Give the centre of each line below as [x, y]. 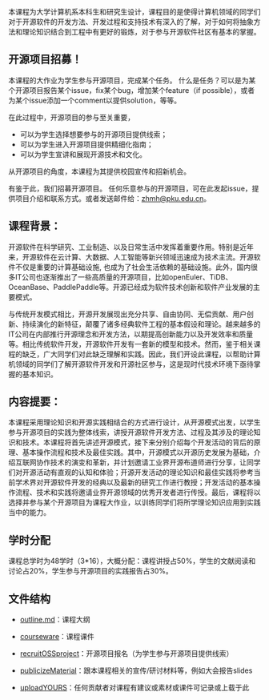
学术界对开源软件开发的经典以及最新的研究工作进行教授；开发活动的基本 [134, 482]
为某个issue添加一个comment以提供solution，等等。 [95, 100]
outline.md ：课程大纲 [55, 620]
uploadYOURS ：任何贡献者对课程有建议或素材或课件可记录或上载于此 [134, 688]
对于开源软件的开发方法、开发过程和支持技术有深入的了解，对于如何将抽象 [131, 22]
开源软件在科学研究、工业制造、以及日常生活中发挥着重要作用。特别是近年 [131, 247]
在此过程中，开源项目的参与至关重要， [71, 117]
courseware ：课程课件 [57, 637]
